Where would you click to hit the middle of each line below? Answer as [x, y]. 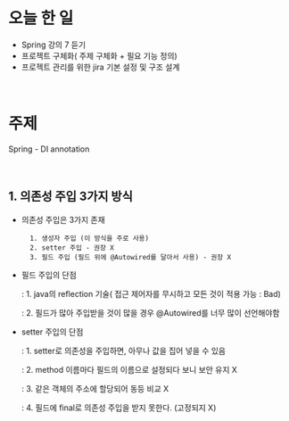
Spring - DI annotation [49, 149]
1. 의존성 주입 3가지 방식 [70, 197]
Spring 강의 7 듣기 [54, 45]
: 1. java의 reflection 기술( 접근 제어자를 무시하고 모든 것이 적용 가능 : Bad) [151, 293]
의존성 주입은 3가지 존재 [63, 219]
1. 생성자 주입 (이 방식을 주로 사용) [89, 238]
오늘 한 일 [41, 18]
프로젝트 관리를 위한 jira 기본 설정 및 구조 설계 [100, 67]
